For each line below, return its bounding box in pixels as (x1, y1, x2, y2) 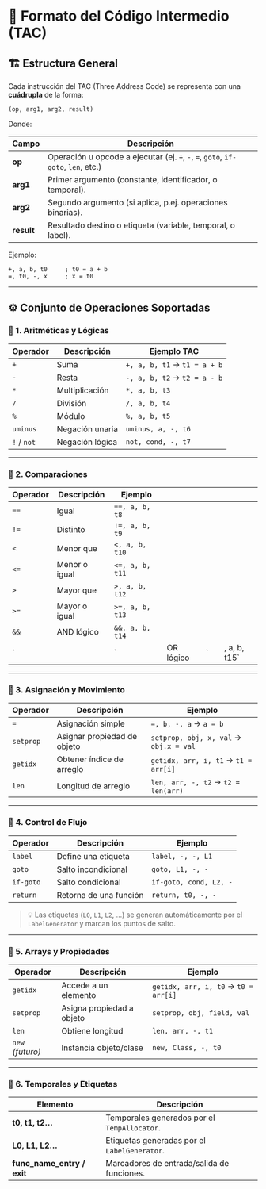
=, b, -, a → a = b (150, 718, 224, 729)
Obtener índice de (56, 754, 124, 765)
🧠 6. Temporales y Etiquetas (8, 1078, 118, 1089)
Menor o (56, 558, 89, 570)
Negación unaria (56, 424, 119, 435)
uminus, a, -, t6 (125, 424, 192, 433)
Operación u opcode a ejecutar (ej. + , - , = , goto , (47, 152, 223, 162)
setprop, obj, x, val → (150, 732, 242, 743)
